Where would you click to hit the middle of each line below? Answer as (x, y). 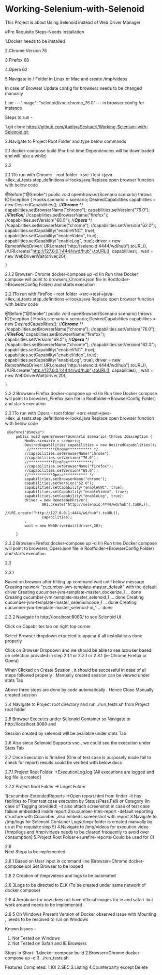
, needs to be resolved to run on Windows (47, 919)
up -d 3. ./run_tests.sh (47, 958)
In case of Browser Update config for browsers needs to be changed (74, 88)
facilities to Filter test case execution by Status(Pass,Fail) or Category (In (77, 801)
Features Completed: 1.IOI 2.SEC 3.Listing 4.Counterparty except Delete (77, 967)
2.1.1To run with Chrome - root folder (41, 174)
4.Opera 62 (16, 69)
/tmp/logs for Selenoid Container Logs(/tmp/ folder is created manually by (79, 822)
